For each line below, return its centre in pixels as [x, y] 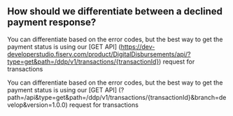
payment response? [52, 23]
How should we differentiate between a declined [115, 12]
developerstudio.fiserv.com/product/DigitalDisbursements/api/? [99, 54]
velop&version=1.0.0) [37, 105]
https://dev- [138, 46]
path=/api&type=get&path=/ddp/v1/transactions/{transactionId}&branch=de [117, 97]
